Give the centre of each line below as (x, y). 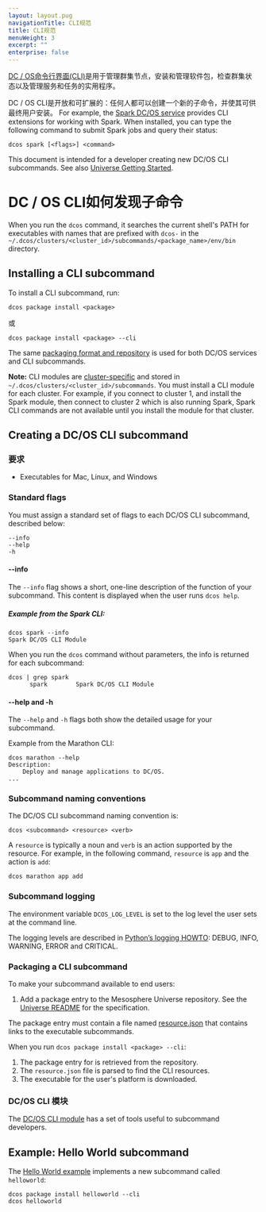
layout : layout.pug (40, 15)
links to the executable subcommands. (71, 1031)
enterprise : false (39, 52)
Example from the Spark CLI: (57, 614)
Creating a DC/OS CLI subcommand (98, 435)
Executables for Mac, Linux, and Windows (88, 477)
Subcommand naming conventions (77, 798)
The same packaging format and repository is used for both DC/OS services (133, 352)
